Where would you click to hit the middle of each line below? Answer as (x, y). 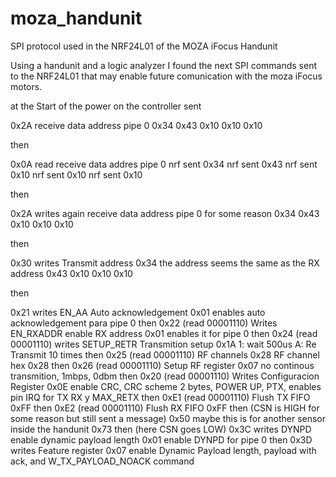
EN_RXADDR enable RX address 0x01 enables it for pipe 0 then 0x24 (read (164, 333)
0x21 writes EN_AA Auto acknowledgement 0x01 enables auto (138, 312)
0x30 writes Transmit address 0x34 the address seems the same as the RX (165, 263)
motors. (26, 86)
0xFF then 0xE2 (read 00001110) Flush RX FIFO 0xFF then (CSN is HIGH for (165, 408)
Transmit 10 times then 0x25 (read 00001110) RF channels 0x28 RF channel (165, 354)
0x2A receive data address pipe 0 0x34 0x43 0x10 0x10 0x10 (136, 125)
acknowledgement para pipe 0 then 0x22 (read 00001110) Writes (144, 323)
